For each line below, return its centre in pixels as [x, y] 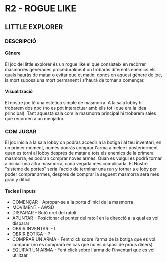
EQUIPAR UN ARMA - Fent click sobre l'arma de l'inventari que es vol [83, 250]
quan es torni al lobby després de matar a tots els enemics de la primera [79, 153]
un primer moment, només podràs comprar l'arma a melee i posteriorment [82, 148]
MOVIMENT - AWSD [33, 207]
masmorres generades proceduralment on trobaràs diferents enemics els [80, 69]
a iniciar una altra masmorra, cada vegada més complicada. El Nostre [77, 164]
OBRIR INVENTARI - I [34, 229]
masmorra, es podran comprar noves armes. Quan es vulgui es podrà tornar [83, 158]
